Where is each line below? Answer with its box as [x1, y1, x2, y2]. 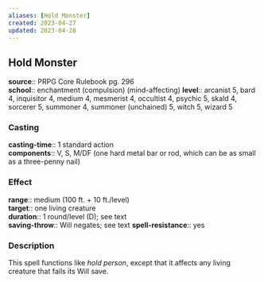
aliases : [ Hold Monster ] [8, 11, 91, 20]
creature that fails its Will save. [8, 267, 109, 276]
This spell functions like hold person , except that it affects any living [8, 258, 231, 268]
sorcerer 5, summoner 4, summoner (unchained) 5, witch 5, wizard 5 [8, 102, 233, 112]
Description [8, 240, 55, 251]
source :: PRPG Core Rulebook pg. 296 [8, 77, 134, 87]
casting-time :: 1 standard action [8, 140, 114, 149]
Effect [8, 176, 33, 187]
